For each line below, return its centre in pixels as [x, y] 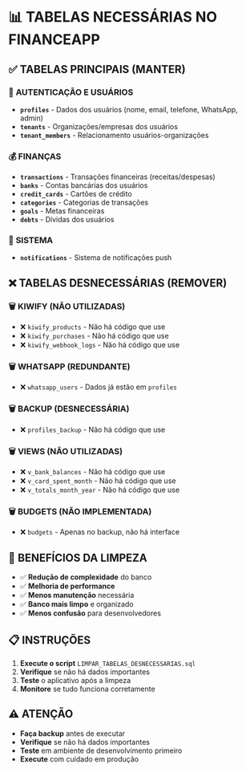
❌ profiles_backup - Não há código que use [93, 429]
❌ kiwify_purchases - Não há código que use [95, 336]
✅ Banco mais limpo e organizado [77, 604]
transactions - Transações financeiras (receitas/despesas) [118, 177]
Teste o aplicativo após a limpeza [75, 680]
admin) [32, 118]
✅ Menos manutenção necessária [77, 595]
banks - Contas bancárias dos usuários [84, 185]
